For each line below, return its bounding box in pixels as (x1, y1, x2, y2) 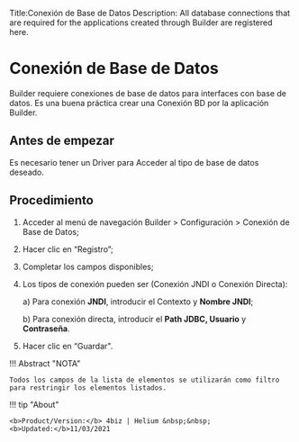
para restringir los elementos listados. (9, 383, 168, 392)
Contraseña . (22, 323, 70, 334)
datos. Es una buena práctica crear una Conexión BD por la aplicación (9, 97, 269, 108)
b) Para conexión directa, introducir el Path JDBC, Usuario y (22, 313, 247, 324)
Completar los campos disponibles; (22, 261, 154, 272)
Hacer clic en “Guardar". (22, 340, 113, 351)
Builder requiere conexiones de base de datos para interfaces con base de (9, 87, 286, 98)
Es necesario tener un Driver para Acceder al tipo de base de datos (9, 157, 259, 167)
